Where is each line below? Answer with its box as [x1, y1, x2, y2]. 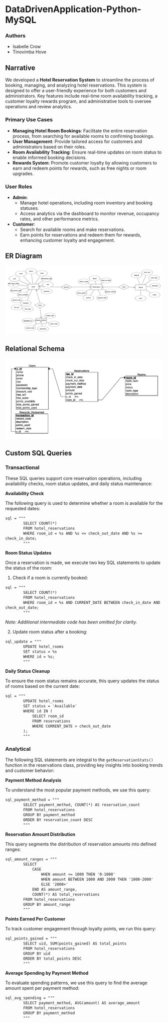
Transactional [5, 464, 40, 471]
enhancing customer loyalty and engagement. [20, 237, 115, 243]
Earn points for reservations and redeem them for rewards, [20, 231, 142, 238]
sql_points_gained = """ [5, 936, 57, 941]
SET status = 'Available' [23, 703, 78, 709]
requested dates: [5, 505, 41, 511]
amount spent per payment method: [5, 985, 80, 991]
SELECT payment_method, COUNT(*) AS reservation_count [23, 803, 140, 808]
